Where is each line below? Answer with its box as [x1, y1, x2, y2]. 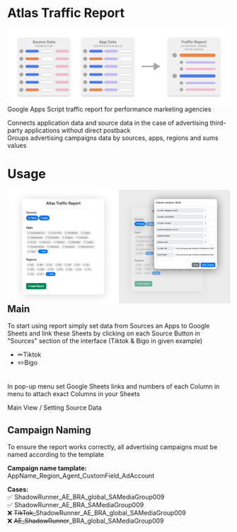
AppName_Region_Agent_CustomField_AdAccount [7, 472, 155, 480]
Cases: [7, 485, 29, 494]
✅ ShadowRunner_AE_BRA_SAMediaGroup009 [7, 501, 144, 509]
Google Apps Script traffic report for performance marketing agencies [7, 105, 212, 113]
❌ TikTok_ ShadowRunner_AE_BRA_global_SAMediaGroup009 [7, 509, 186, 517]
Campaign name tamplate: [7, 464, 87, 473]
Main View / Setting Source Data [7, 403, 103, 412]
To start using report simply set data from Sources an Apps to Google [7, 322, 210, 330]
